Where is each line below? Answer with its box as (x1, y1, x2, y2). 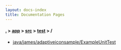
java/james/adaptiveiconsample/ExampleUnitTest (12, 39, 116, 45)
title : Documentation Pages (5, 12, 65, 17)
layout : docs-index (5, 7, 47, 13)
